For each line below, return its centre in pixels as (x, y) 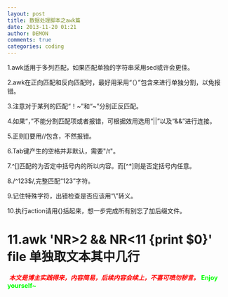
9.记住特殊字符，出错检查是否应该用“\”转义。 (72, 196)
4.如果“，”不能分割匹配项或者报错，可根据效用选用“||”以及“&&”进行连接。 (112, 121)
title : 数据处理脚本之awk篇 (44, 20)
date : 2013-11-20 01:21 (42, 27)
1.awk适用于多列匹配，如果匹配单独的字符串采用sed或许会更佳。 (101, 67)
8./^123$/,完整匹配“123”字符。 (51, 181)
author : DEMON (28, 33)
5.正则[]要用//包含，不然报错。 (52, 136)
